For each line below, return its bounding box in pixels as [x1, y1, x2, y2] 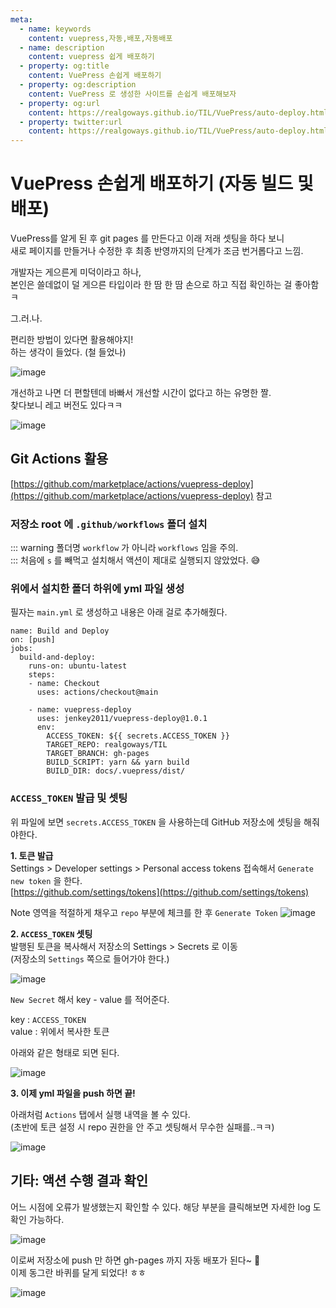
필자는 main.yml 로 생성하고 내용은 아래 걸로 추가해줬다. [10, 606, 228, 618]
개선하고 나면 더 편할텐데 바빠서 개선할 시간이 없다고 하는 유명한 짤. [10, 387, 272, 399]
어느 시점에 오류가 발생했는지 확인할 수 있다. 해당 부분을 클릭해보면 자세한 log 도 [10, 1201, 322, 1213]
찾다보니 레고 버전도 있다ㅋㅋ [10, 399, 123, 411]
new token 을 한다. [10, 874, 83, 886]
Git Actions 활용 [10, 451, 109, 468]
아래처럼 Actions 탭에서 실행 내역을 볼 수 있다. [10, 1108, 191, 1120]
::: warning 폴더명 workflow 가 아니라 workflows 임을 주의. [10, 542, 239, 554]
